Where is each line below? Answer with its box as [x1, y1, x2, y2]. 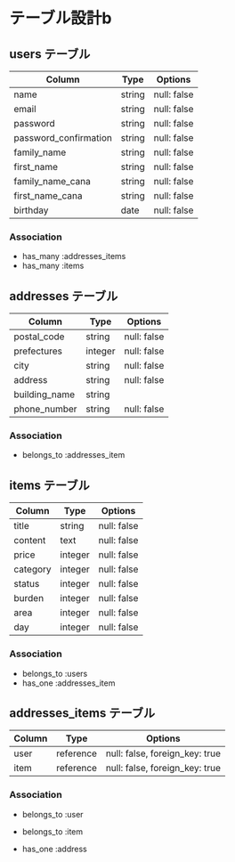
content [13, 534, 46, 547]
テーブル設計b [9, 8, 112, 28]
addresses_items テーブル [9, 705, 156, 720]
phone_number [13, 403, 77, 415]
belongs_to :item [21, 825, 84, 837]
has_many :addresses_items [21, 251, 126, 262]
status [13, 578, 40, 590]
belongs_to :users [21, 668, 88, 679]
